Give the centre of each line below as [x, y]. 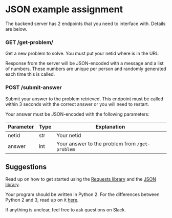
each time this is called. [30, 74]
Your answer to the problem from [96, 143]
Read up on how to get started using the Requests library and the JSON [81, 179]
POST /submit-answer [34, 88]
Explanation [110, 126]
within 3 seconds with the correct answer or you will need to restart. [77, 104]
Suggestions [26, 167]
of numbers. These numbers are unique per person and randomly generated [86, 69]
